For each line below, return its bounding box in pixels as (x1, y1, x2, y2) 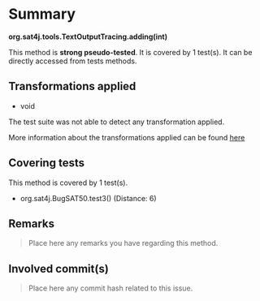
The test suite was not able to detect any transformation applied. (8, 117, 225, 127)
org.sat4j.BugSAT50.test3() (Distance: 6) (19, 193, 157, 203)
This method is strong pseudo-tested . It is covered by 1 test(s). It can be (8, 47, 253, 57)
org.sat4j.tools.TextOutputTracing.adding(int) (8, 32, 168, 41)
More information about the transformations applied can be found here (8, 132, 245, 142)
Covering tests (8, 156, 85, 170)
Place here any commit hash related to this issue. (28, 283, 193, 293)
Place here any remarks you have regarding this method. (28, 239, 219, 248)
